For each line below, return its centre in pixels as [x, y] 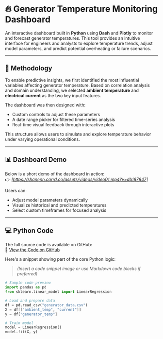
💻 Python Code [29, 230]
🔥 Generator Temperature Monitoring [81, 9]
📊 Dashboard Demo [36, 160]
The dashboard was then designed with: [45, 105]
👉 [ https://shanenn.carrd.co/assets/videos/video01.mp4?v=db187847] [77, 179]
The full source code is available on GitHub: [49, 245]
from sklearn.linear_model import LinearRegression [58, 292]
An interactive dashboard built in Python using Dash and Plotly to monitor [79, 33]
